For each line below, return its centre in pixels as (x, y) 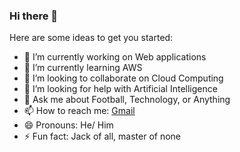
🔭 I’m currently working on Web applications (115, 57)
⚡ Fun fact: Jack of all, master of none (102, 136)
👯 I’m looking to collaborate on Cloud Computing (123, 78)
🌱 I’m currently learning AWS (83, 68)
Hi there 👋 (34, 16)
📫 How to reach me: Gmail (79, 111)
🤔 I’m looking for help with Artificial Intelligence (120, 89)
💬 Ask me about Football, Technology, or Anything (127, 100)
